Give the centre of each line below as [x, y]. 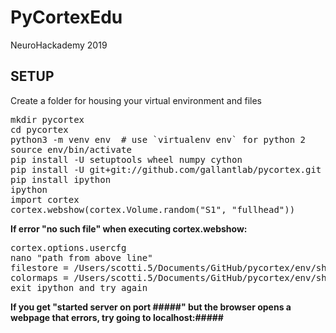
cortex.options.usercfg [68, 247]
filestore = [39, 267]
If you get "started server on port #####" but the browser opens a [151, 307]
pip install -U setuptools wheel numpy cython [126, 159]
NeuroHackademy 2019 [59, 45]
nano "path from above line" [81, 257]
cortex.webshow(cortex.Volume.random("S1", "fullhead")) [153, 209]
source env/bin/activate [71, 149]
